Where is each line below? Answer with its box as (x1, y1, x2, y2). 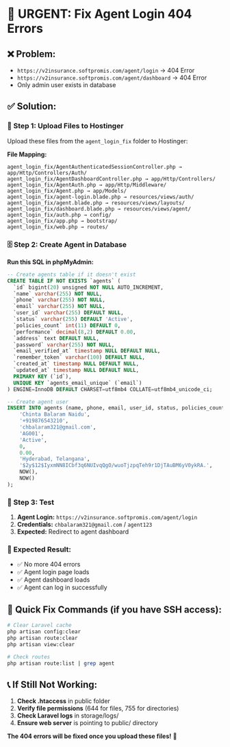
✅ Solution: (7, 101, 57, 112)
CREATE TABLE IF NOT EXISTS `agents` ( (7, 277, 121, 284)
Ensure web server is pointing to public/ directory (16, 719, 159, 727)
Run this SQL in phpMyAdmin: (7, 257, 94, 266)
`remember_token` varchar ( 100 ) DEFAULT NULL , (13, 354, 146, 361)
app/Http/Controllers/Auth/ (7, 169, 88, 176)
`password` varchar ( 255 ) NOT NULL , (13, 341, 115, 348)
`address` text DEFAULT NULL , (13, 335, 99, 342)
